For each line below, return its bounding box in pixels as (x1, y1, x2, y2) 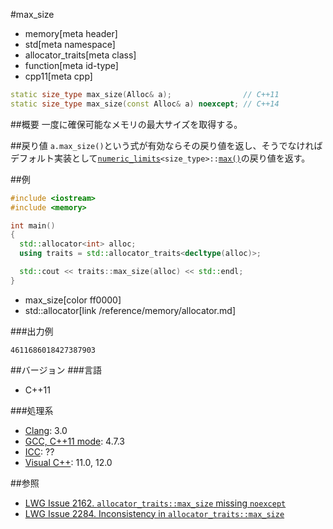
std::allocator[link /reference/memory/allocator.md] (24, 304, 236, 316)
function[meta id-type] (24, 60, 119, 71)
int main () (10, 220, 56, 231)
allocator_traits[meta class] (24, 49, 137, 61)
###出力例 (10, 325, 54, 337)
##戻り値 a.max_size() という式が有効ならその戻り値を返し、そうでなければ (10, 139, 323, 151)
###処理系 (10, 404, 54, 416)
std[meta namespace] (24, 39, 116, 50)
